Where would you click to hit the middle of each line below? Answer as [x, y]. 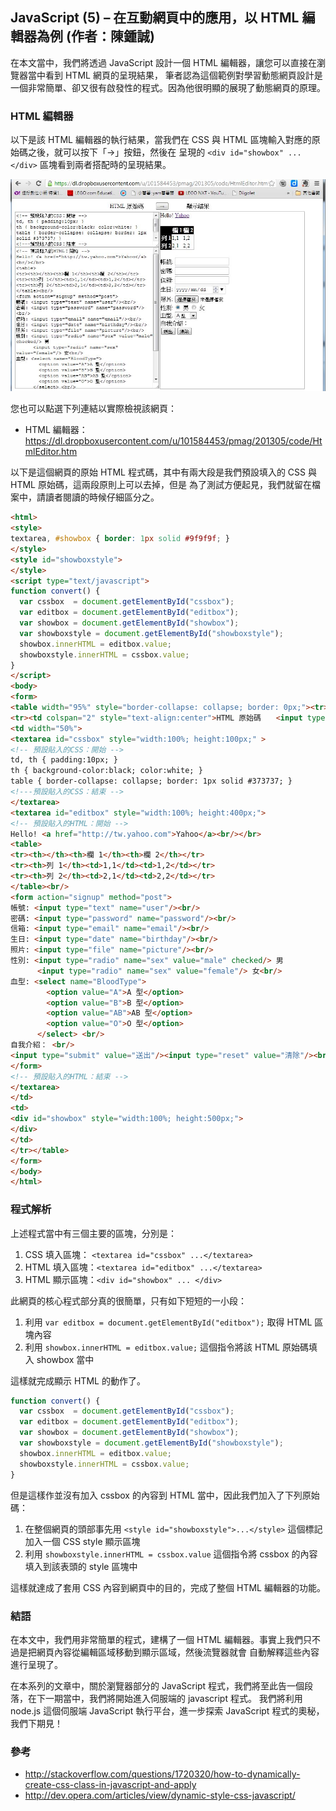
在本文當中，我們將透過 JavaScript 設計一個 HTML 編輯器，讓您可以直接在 [163, 62]
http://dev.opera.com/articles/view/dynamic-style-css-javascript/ [160, 1795]
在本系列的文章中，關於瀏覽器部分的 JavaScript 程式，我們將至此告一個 [157, 1685]
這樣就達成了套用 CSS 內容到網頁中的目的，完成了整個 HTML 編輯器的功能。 [168, 1587]
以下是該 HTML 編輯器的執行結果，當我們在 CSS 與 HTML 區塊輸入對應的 [161, 140]
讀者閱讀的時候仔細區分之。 [102, 497]
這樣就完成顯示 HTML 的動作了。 [78, 1380]
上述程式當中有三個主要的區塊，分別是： [93, 1233]
